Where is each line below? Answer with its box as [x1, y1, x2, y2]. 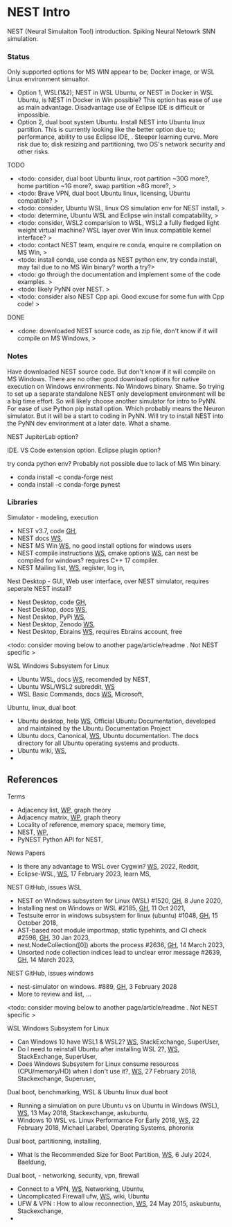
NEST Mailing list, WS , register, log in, [17, 563, 125, 571]
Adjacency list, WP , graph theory [17, 806, 111, 814]
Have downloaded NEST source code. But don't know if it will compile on [7, 367, 216, 376]
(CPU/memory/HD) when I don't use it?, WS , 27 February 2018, [17, 1067, 197, 1075]
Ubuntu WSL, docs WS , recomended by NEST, [17, 675, 150, 683]
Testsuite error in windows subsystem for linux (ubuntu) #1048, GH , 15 [17, 911, 218, 919]
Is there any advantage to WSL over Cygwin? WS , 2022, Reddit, [17, 862, 199, 870]
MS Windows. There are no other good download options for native [7, 374, 199, 383]
